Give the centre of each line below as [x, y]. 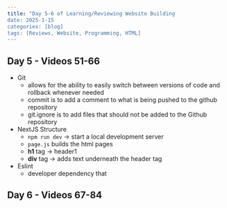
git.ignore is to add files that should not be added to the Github [117, 114]
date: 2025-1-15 [31, 20]
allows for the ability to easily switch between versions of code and [124, 85]
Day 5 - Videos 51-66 [54, 61]
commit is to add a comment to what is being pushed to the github [122, 100]
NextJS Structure [42, 130]
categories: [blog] [35, 26]
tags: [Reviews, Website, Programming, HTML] [74, 33]
